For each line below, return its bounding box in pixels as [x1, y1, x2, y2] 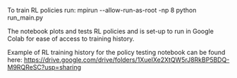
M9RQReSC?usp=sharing [7, 63, 82, 71]
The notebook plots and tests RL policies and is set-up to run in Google [7, 27, 214, 35]
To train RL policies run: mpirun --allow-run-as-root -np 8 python [7, 6, 197, 14]
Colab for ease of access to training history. [7, 34, 135, 43]
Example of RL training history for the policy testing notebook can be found [7, 48, 226, 56]
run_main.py [7, 13, 44, 22]
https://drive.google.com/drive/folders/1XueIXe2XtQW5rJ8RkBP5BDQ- [23, 56, 230, 64]
